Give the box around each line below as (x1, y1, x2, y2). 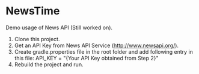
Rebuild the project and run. (14, 61, 84, 68)
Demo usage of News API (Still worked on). (5, 24, 112, 31)
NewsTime (5, 4, 60, 18)
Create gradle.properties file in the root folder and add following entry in (14, 48, 194, 55)
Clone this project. (14, 35, 60, 42)
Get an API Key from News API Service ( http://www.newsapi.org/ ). (14, 42, 179, 49)
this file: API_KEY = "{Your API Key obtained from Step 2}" (14, 54, 159, 61)
